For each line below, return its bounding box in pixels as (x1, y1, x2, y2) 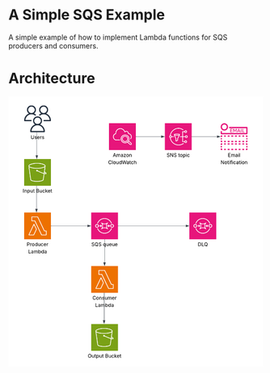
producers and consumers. (8, 40, 99, 50)
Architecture (8, 69, 95, 88)
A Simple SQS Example (8, 6, 166, 24)
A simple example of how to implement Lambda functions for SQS (8, 32, 228, 42)
